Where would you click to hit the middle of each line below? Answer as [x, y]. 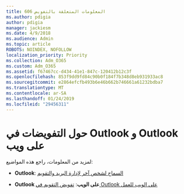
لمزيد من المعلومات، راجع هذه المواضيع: [50, 162]
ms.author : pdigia [28, 17]
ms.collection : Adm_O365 [36, 60]
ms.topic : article [28, 45]
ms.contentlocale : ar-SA [36, 93]
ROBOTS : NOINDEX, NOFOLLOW [39, 50]
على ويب [25, 146]
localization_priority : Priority [47, 55]
